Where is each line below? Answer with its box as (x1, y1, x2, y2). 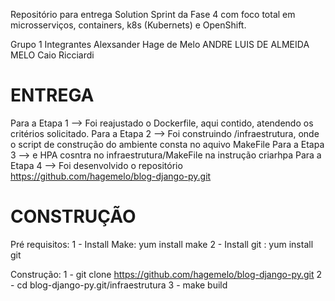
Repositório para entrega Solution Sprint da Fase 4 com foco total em (10, 9, 296, 20)
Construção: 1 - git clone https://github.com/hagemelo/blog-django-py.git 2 (10, 268, 323, 280)
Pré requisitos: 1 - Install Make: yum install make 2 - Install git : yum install (10, 238, 314, 250)
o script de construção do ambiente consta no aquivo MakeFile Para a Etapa (10, 138, 325, 150)
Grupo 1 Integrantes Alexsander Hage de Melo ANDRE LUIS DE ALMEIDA (10, 39, 310, 50)
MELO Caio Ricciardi (10, 49, 95, 61)
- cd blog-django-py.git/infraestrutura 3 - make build (10, 279, 228, 291)
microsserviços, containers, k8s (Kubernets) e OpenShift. (10, 19, 247, 31)
